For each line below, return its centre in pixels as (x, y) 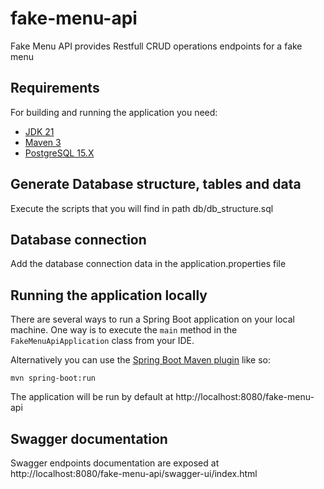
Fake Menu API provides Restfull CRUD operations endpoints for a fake (156, 46)
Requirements (55, 88)
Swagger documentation (89, 438)
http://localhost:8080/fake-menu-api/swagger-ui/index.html (134, 473)
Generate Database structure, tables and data (156, 184)
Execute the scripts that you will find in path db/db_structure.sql (142, 208)
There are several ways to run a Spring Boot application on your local (152, 319)
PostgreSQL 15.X (59, 153)
